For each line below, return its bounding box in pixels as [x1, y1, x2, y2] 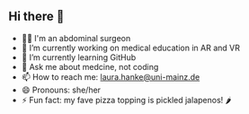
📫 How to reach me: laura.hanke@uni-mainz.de [21, 71, 200, 82]
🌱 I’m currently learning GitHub [21, 51, 137, 63]
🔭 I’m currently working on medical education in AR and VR [21, 42, 240, 53]
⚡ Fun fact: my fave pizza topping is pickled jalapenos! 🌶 [21, 94, 232, 105]
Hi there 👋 [8, 9, 65, 24]
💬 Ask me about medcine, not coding [21, 61, 159, 72]
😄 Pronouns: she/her [21, 84, 101, 95]
